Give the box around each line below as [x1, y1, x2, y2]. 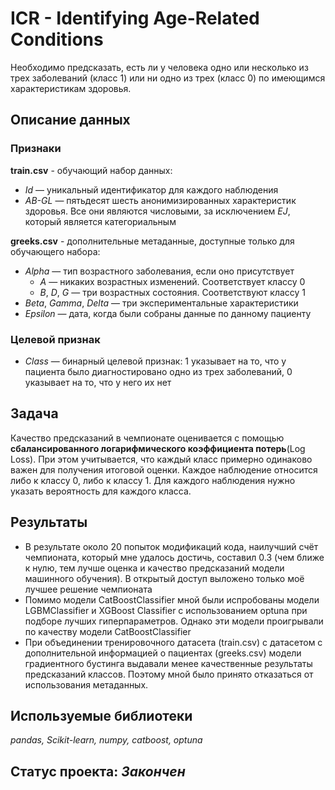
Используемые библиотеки [10, 707, 193, 724]
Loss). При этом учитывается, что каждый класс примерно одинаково [10, 453, 313, 465]
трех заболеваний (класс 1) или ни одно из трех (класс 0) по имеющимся [10, 72, 326, 84]
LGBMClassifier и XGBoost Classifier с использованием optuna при [24, 604, 308, 616]
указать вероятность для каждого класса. [10, 485, 192, 497]
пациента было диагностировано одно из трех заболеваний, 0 [24, 365, 293, 377]
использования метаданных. [24, 678, 149, 691]
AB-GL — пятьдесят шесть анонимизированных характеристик [24, 194, 297, 206]
